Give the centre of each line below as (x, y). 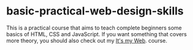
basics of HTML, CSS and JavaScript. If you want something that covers (96, 34)
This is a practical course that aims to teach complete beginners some (94, 28)
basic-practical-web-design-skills (95, 11)
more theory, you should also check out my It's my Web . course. (87, 40)
